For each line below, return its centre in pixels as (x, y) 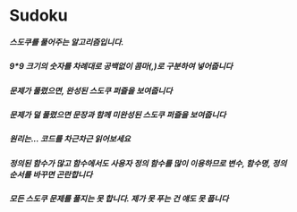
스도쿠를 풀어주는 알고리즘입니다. (67, 42)
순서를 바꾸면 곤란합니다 (51, 174)
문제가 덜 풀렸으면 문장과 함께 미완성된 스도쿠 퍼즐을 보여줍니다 (118, 114)
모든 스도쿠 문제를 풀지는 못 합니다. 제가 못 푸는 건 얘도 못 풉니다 (119, 199)
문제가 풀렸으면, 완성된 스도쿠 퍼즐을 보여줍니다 (91, 90)
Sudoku (39, 16)
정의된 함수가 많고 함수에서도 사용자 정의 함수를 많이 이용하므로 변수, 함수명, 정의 (148, 163)
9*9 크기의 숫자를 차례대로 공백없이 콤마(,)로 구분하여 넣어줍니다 (121, 66)
